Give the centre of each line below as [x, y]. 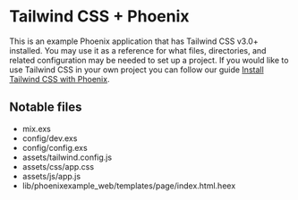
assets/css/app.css [58, 166]
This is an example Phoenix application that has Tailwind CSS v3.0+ [134, 41]
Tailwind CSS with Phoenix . [60, 79]
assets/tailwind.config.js [67, 157]
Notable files [46, 108]
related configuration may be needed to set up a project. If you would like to [149, 60]
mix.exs [37, 129]
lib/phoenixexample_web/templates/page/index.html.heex [129, 186]
